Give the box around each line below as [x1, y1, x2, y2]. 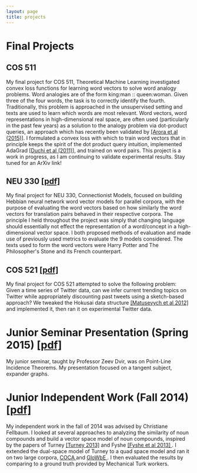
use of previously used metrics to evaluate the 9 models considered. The [6, 235, 183, 242]
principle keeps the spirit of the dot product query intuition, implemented [6, 140, 182, 147]
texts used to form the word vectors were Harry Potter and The [6, 242, 159, 249]
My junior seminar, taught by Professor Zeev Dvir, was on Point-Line [6, 358, 172, 365]
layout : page [6, 8, 38, 15]
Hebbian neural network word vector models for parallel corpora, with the [6, 198, 185, 205]
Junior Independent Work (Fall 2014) [6, 391, 189, 404]
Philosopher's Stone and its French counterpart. [6, 248, 122, 255]
